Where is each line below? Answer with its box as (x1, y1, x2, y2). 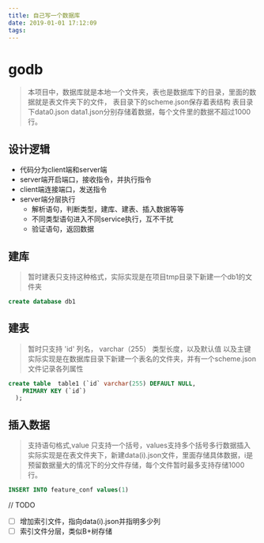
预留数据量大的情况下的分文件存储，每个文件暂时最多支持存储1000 (27, 460, 245, 470)
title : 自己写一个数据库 (8, 11, 81, 20)
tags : (8, 26, 26, 34)
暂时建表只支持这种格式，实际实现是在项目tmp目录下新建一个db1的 (27, 272, 246, 281)
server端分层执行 (19, 194, 76, 204)
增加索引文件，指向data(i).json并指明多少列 (19, 516, 160, 526)
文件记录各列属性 (27, 364, 84, 373)
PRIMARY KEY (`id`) (22, 387, 87, 395)
